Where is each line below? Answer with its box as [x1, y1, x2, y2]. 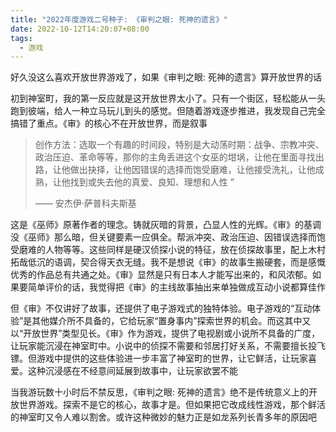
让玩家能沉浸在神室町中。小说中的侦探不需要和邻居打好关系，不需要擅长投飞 [10, 340, 326, 352]
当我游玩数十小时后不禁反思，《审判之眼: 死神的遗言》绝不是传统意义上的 [10, 386, 309, 398]
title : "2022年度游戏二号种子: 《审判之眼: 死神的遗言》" [10, 14, 228, 25]
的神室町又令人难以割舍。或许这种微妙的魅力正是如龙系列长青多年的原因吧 [10, 411, 317, 423]
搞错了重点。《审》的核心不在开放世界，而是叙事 [10, 117, 208, 130]
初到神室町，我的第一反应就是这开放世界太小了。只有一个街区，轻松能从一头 [10, 92, 326, 105]
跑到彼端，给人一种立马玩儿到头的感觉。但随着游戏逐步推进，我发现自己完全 [10, 105, 326, 117]
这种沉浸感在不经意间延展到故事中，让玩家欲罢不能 [27, 365, 238, 377]
